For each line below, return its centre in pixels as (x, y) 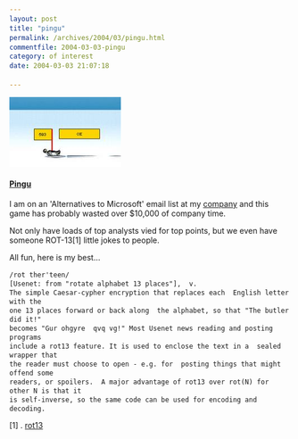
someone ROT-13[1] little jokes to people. (85, 240)
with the (25, 302)
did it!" (25, 320)
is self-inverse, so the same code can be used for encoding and (133, 400)
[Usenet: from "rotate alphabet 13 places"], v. (103, 284)
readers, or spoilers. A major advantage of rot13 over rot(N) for (139, 382)
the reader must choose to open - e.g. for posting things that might (145, 364)
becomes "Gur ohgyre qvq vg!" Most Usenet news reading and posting (141, 329)
